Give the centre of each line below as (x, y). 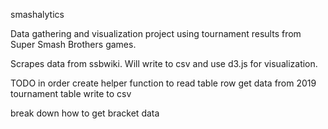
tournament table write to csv (71, 93)
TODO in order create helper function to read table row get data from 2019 (163, 83)
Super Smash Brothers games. (73, 44)
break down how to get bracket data (85, 113)
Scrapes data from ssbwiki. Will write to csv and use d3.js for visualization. (164, 63)
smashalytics (37, 14)
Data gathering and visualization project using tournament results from (156, 33)
